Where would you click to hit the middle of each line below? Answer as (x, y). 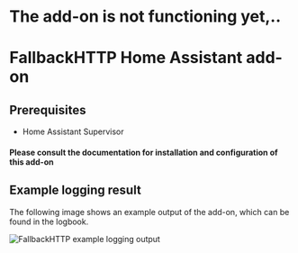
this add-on (32, 162)
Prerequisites (48, 110)
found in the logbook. (49, 221)
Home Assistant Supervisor (73, 131)
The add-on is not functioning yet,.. (145, 17)
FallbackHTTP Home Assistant (126, 58)
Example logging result (75, 190)
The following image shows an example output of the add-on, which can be (149, 212)
